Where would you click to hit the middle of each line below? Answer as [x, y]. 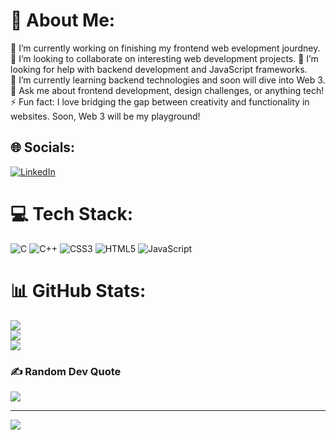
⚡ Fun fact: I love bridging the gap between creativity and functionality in [160, 101]
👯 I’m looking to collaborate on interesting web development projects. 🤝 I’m [164, 58]
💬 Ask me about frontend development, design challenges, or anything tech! [167, 90]
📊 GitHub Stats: [78, 290]
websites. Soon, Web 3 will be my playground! [105, 116]
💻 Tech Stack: [72, 213]
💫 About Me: [63, 20]
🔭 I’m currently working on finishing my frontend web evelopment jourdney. [165, 48]
